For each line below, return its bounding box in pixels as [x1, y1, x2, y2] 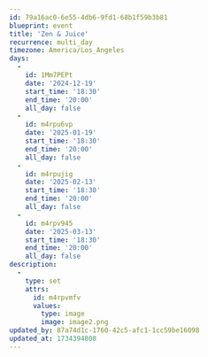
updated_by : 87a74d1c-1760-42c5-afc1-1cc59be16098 [9, 326, 200, 335]
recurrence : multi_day [9, 37, 93, 47]
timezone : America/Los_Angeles [9, 46, 125, 55]
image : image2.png [41, 318, 109, 327]
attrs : [25, 284, 50, 293]
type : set [25, 276, 62, 285]
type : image [41, 309, 86, 319]
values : [32, 301, 62, 310]
